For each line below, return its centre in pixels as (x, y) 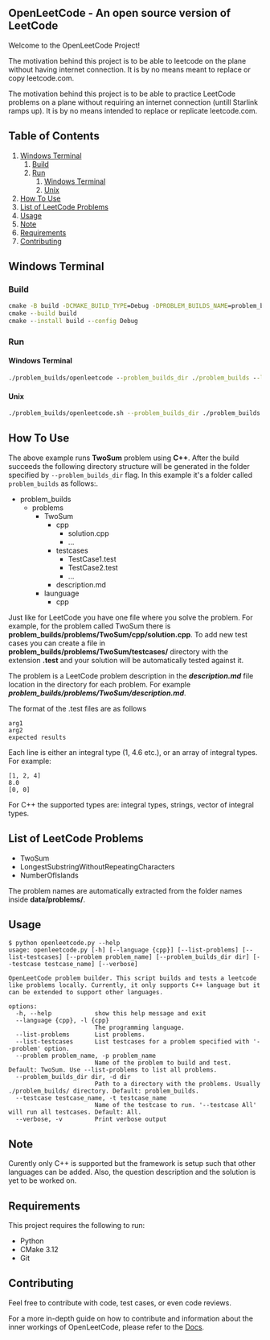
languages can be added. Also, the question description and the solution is (132, 1172)
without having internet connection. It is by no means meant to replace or (130, 69)
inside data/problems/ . (47, 899)
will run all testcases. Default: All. (75, 1112)
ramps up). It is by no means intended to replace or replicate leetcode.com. (133, 110)
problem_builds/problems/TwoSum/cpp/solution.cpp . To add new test (128, 634)
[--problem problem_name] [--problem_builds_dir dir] (157, 957)
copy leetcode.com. (41, 78)
